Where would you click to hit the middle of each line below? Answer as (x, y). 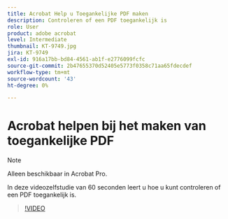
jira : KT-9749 (28, 53)
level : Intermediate (37, 40)
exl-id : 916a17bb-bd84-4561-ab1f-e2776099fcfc (76, 59)
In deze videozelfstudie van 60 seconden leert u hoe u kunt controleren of (114, 188)
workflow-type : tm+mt (39, 72)
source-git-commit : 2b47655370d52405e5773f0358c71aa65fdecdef (100, 66)
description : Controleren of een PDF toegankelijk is (87, 20)
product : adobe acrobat (42, 33)
